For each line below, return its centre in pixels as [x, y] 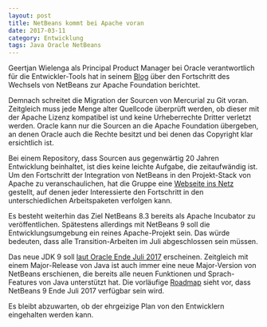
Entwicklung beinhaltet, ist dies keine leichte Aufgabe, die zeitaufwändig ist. [133, 167]
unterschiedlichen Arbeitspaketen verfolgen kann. [90, 201]
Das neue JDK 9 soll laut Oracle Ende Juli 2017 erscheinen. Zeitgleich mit [128, 257]
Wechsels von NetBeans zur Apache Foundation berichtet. [104, 85]
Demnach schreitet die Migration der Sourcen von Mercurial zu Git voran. [128, 100]
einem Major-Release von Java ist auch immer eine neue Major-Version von [132, 266]
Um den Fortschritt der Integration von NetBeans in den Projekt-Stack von [130, 175]
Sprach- [221, 274]
